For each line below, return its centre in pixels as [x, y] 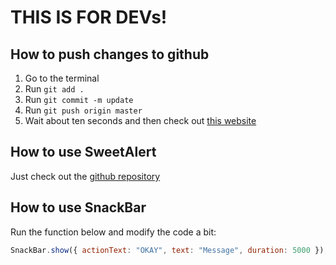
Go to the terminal [62, 78]
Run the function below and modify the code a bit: [113, 232]
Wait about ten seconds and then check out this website [140, 120]
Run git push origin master [83, 110]
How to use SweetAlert [83, 152]
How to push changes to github [110, 54]
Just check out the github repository [85, 176]
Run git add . [54, 89]
